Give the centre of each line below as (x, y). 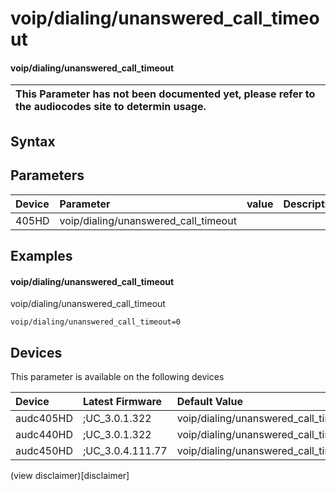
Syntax (33, 141)
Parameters (47, 175)
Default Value (209, 401)
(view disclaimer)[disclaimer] (70, 475)
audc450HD (44, 450)
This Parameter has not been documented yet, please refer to (165, 94)
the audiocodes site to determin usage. (111, 107)
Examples (41, 255)
